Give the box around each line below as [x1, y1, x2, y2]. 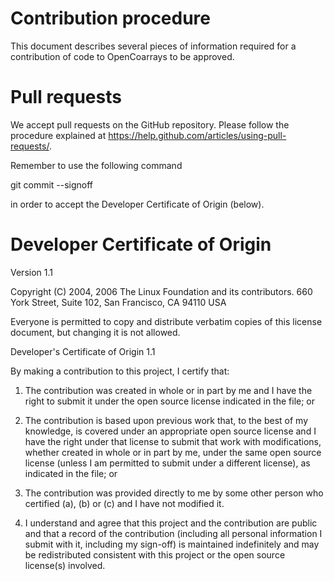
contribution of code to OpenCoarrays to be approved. [10, 50, 235, 62]
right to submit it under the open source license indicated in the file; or [24, 395, 316, 407]
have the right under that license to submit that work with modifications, [24, 435, 322, 447]
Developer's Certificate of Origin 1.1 [10, 345, 156, 357]
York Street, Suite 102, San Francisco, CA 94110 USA [10, 296, 227, 308]
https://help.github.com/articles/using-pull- [108, 129, 287, 141]
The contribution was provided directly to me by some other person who [24, 487, 324, 499]
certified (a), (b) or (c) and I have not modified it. [24, 497, 225, 509]
